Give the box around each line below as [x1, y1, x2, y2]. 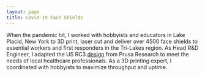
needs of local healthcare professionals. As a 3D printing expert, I [6, 57, 172, 64]
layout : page [6, 8, 40, 15]
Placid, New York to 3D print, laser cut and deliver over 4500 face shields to [6, 38, 198, 45]
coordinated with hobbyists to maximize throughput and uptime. [6, 63, 168, 70]
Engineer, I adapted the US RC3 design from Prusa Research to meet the [6, 50, 189, 58]
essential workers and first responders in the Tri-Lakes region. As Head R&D [6, 44, 199, 52]
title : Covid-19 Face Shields [6, 15, 84, 21]
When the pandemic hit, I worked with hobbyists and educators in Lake [6, 31, 185, 38]
